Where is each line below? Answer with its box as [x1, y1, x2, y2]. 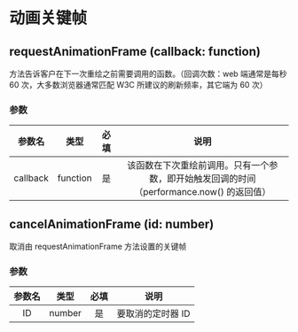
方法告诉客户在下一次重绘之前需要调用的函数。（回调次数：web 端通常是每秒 [9, 68, 287, 79]
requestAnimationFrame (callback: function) [9, 43, 262, 58]
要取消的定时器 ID [116, 307, 191, 320]
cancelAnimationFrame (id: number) [9, 216, 215, 231]
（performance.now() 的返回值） [134, 186, 271, 198]
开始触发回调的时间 [176, 173, 256, 185]
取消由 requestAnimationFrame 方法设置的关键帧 [9, 241, 187, 252]
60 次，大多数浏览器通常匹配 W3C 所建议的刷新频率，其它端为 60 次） [9, 80, 268, 89]
